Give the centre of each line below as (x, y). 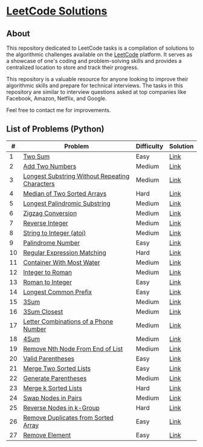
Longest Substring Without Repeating (76, 176)
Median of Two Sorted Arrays (65, 193)
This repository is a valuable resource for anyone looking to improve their (97, 79)
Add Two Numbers (50, 166)
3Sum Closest (43, 311)
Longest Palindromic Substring (67, 203)
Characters (39, 184)
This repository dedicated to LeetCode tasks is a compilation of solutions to (100, 48)
